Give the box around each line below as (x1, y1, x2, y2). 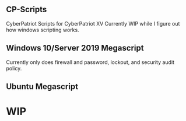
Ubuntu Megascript (6, 81, 79, 92)
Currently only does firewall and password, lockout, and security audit (6, 58, 175, 66)
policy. (6, 65, 22, 72)
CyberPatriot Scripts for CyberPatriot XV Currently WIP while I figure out (6, 20, 180, 27)
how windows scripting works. (6, 26, 80, 33)
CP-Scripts (6, 5, 47, 15)
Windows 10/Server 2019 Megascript (6, 43, 144, 53)
